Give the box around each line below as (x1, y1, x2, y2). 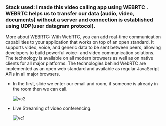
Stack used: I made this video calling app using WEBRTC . (5, 4, 148, 11)
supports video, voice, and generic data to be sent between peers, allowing (5, 44, 161, 51)
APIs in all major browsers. (5, 71, 60, 77)
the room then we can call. (12, 86, 68, 92)
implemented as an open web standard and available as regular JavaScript (5, 66, 159, 72)
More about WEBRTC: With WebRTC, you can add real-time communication (5, 34, 161, 40)
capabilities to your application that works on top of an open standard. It (5, 39, 154, 45)
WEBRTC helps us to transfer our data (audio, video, (5, 10, 135, 17)
